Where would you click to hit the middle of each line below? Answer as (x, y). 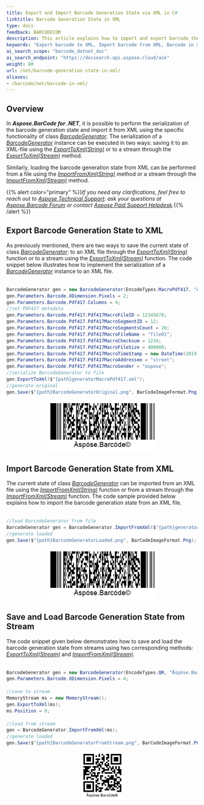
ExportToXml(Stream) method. (44, 156)
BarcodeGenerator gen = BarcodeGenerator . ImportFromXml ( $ (81, 528)
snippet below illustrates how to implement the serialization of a (86, 264)
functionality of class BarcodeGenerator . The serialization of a (84, 136)
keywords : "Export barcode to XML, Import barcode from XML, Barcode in (100, 45)
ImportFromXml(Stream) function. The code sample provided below (91, 496)
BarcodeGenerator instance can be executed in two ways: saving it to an (97, 143)
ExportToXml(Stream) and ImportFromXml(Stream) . (70, 654)
